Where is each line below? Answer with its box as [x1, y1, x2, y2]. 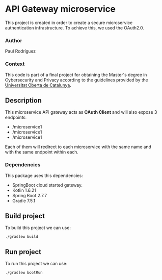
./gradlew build [5, 234, 38, 239]
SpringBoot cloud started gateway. [12, 182, 82, 188]
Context [5, 60, 25, 67]
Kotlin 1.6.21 [12, 187, 36, 193]
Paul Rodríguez [5, 48, 36, 54]
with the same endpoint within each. [5, 149, 79, 155]
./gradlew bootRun [5, 270, 43, 275]
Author [5, 37, 23, 44]
